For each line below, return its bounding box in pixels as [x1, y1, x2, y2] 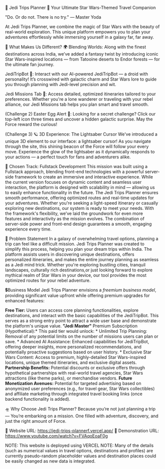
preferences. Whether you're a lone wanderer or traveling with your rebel [5, 96, 153, 102]
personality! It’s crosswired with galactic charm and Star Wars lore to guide [5, 76, 157, 82]
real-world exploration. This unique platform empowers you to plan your [5, 29, 151, 34]
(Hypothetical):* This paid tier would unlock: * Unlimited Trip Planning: [5, 328, 147, 334]
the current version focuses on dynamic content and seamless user [5, 179, 142, 185]
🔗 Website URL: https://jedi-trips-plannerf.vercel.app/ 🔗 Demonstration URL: [5, 428, 160, 434]
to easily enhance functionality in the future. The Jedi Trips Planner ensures [5, 190, 159, 195]
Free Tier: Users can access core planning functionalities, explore [5, 307, 139, 313]
